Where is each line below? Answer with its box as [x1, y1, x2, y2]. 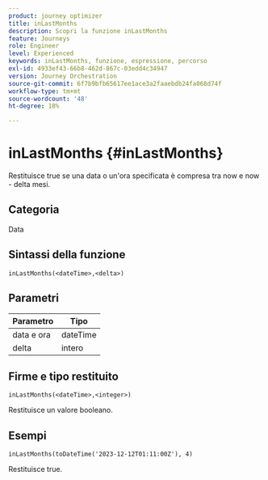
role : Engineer [8, 42, 60, 50]
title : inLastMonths [8, 19, 78, 28]
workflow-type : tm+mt [8, 87, 82, 96]
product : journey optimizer [8, 11, 103, 20]
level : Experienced [8, 49, 74, 57]
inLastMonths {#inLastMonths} [8, 144, 224, 163]
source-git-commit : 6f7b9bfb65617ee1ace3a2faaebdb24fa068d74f [8, 79, 222, 87]
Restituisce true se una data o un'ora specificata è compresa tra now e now [8, 171, 260, 181]
